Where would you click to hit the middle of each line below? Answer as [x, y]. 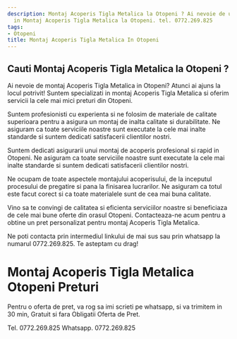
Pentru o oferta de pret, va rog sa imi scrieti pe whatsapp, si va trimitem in [115, 307]
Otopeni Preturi [53, 287]
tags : [15, 27]
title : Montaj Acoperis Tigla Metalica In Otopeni [83, 40]
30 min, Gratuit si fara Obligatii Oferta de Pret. [74, 314]
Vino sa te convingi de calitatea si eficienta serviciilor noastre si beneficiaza [117, 207]
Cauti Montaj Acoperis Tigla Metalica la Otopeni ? [118, 69]
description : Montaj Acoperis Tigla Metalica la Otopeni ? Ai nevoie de [116, 14]
